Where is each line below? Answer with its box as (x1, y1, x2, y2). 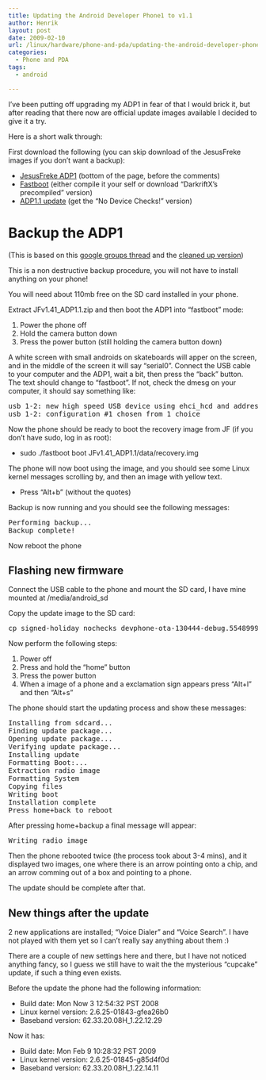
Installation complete (8, 798, 97, 807)
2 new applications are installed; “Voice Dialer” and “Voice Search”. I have (8, 928, 249, 937)
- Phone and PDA (15, 56, 69, 64)
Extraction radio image (8, 767, 101, 775)
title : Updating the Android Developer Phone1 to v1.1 (8, 11, 193, 20)
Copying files (8, 782, 63, 791)
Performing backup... (8, 517, 93, 527)
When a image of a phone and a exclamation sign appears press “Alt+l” (19, 679, 252, 689)
